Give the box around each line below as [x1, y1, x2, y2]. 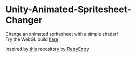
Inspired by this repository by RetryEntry [5, 46, 89, 52]
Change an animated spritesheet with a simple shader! [5, 31, 118, 37]
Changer [5, 14, 43, 26]
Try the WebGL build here [5, 36, 59, 42]
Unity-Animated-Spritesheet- [5, 4, 132, 15]
